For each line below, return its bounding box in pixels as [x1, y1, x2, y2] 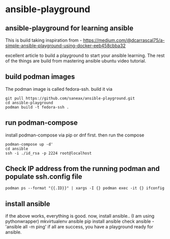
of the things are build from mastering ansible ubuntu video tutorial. [5, 58, 146, 64]
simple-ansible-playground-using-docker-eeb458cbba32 [5, 43, 126, 49]
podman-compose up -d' [5, 142, 53, 147]
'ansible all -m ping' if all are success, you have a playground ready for [5, 224, 154, 230]
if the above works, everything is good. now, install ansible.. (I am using [5, 213, 155, 219]
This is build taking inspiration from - [5, 37, 82, 43]
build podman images [5, 73, 75, 81]
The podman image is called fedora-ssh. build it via [5, 86, 113, 92]
